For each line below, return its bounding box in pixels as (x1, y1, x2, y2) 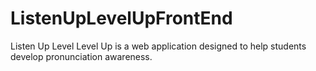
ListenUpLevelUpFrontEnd (10, 7, 233, 30)
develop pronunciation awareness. (10, 50, 153, 62)
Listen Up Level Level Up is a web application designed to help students (10, 40, 307, 52)
